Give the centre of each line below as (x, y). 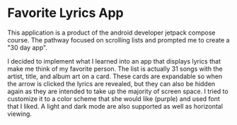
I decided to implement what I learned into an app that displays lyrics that (114, 61)
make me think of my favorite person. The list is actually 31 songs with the (115, 69)
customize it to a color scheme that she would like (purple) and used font (114, 99)
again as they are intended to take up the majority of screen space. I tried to (118, 91)
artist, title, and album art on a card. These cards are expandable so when (115, 76)
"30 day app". (28, 47)
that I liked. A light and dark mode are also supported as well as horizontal (115, 106)
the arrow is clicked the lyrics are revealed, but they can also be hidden (111, 83)
